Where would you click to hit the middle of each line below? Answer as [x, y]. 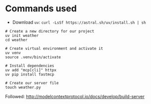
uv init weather [22, 35]
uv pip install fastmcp [30, 74]
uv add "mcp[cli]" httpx [31, 70]
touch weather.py [23, 87]
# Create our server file [32, 83]
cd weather [16, 40]
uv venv [13, 53]
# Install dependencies [30, 66]
